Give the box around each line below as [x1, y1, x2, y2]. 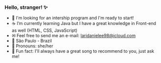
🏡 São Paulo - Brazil [11, 38, 52, 44]
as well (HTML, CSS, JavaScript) [11, 27, 78, 33]
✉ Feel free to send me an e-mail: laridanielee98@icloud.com [11, 33, 136, 39]
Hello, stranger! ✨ [4, 4, 48, 11]
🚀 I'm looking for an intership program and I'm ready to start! [11, 15, 134, 21]
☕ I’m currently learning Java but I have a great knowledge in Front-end [11, 21, 156, 26]
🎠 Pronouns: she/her [11, 43, 53, 49]
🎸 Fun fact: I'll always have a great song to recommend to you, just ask [11, 48, 155, 54]
